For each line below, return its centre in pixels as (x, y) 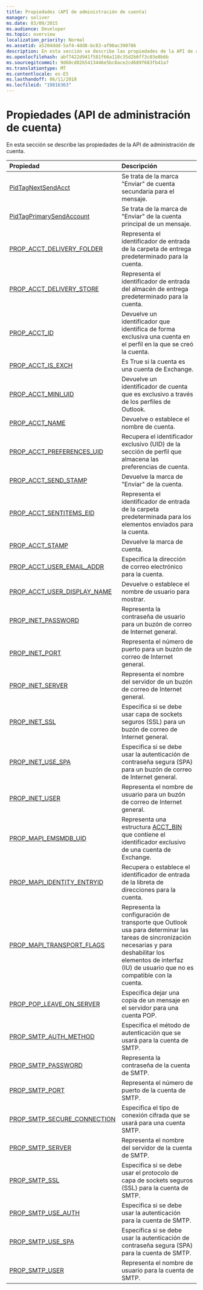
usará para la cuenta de (155, 1040)
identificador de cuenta (155, 386)
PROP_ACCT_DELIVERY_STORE (54, 289)
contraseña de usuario (153, 616)
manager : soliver (28, 18)
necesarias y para (147, 945)
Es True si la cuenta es (153, 361)
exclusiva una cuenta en (156, 337)
